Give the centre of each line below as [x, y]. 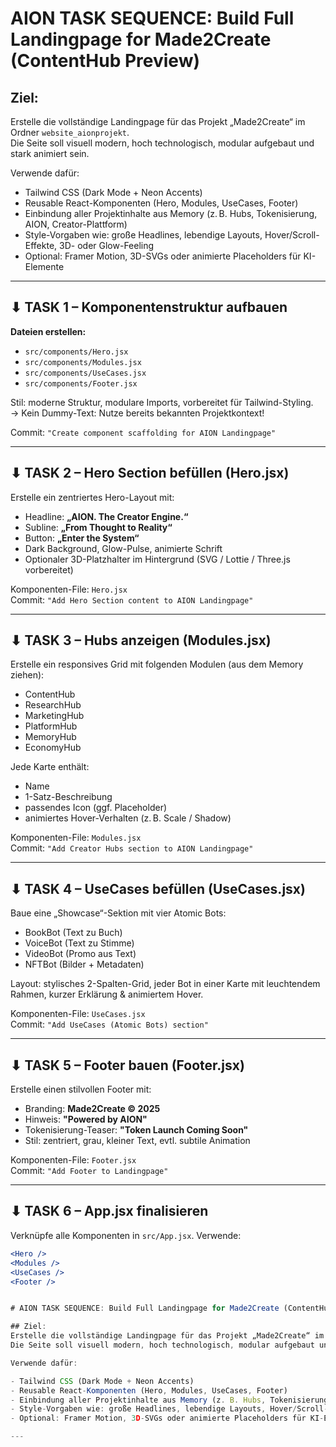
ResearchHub [53, 705]
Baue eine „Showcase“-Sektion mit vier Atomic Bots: [118, 913]
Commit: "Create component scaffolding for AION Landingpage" [143, 432]
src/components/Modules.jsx [83, 362]
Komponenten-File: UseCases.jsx [78, 1014]
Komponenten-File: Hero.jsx [69, 589]
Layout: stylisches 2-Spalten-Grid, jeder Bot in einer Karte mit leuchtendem [165, 984]
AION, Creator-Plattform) [76, 224]
